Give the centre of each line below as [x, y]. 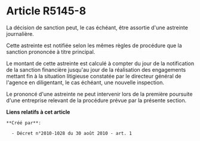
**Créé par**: [24, 123]
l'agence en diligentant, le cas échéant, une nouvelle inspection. [85, 82]
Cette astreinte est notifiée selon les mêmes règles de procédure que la [94, 45]
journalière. [20, 33]
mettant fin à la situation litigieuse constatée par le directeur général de [94, 76]
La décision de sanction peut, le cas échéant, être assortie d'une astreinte [97, 27]
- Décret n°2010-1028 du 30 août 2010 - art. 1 [72, 133]
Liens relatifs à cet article [38, 112]
